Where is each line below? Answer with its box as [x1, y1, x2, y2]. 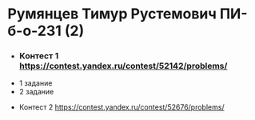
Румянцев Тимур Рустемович [7, 5, 217, 23]
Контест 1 [18, 50, 59, 62]
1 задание [18, 78, 53, 88]
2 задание [18, 87, 54, 97]
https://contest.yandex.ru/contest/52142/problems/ [18, 61, 228, 72]
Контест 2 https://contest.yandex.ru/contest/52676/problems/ [18, 102, 225, 112]
